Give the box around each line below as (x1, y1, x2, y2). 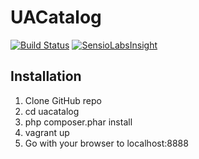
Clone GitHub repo (24, 94, 102, 106)
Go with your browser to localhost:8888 (24, 137, 189, 149)
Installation (10, 68, 82, 85)
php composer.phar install (24, 116, 133, 128)
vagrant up (24, 126, 70, 138)
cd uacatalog (24, 105, 80, 117)
